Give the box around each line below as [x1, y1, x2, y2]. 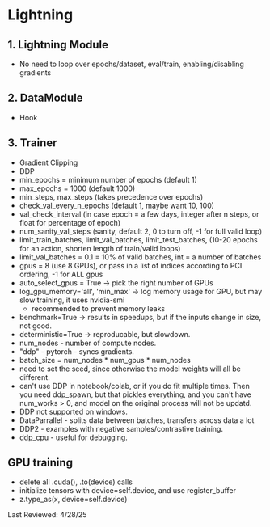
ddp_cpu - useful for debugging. [19, 432, 129, 442]
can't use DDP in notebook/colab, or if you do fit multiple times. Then [19, 381, 250, 390]
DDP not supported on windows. [19, 407, 129, 416]
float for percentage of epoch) [19, 217, 121, 227]
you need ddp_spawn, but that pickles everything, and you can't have [19, 390, 251, 399]
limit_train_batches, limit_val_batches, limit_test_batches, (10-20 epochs [19, 234, 258, 244]
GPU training [7, 456, 74, 470]
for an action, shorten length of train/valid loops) [19, 243, 181, 253]
